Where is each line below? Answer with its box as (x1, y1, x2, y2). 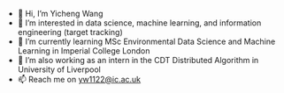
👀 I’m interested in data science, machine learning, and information (17, 18, 262, 28)
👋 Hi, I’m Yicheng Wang (17, 9, 104, 18)
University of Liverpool (17, 64, 102, 75)
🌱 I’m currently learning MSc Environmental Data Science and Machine (17, 36, 276, 46)
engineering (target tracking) (17, 27, 124, 37)
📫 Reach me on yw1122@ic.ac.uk (17, 75, 142, 84)
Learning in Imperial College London (17, 46, 150, 56)
